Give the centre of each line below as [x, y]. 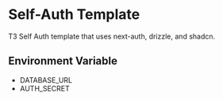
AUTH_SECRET [44, 88]
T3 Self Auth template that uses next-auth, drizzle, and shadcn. [112, 36]
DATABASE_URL [46, 80]
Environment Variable [63, 61]
